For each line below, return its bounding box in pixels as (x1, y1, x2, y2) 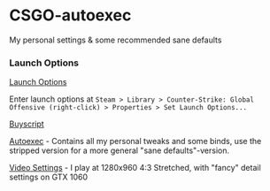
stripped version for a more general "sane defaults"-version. (9, 145, 230, 156)
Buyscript (9, 118, 44, 129)
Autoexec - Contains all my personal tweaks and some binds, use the (9, 136, 262, 147)
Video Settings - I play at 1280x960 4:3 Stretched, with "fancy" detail (9, 163, 261, 173)
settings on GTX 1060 (9, 172, 89, 182)
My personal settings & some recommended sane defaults (9, 34, 222, 45)
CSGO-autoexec (9, 5, 132, 26)
